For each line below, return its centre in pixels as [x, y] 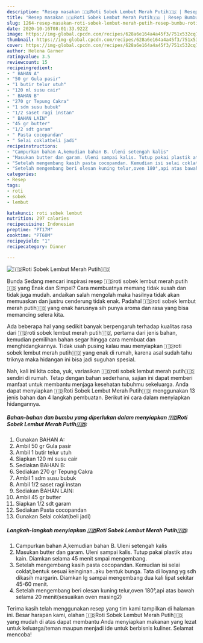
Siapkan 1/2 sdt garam [43, 504]
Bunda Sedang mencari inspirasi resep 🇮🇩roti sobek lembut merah [90, 281]
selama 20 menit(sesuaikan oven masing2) [69, 597]
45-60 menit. [32, 584]
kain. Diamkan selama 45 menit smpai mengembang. [81, 559]
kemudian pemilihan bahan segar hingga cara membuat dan [81, 339]
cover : [15, 46]
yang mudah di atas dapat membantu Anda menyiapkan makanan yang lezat [102, 622]
